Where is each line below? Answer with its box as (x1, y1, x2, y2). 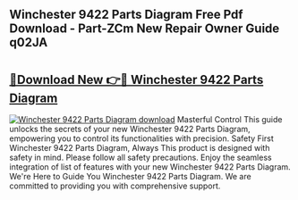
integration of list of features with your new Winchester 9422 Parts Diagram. (9, 162, 291, 172)
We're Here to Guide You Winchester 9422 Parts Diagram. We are (9, 171, 252, 181)
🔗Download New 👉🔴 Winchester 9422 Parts (9, 71, 264, 87)
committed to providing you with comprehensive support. (9, 180, 221, 191)
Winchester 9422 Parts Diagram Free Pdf (9, 7, 243, 22)
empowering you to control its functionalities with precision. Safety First (9, 133, 275, 144)
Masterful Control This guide (176, 114, 283, 124)
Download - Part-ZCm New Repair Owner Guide (9, 21, 280, 37)
